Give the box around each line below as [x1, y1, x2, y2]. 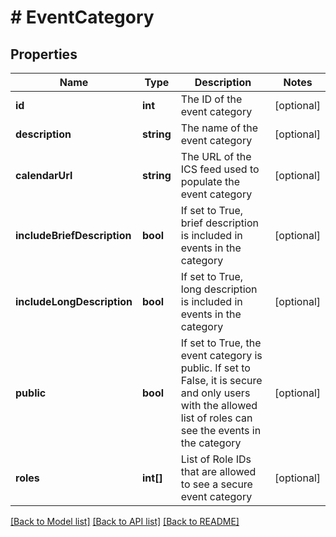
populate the [180, 175, 241, 188]
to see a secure [180, 477, 253, 491]
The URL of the [180, 150, 252, 163]
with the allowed [180, 399, 258, 412]
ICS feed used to [180, 162, 260, 176]
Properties [10, 46, 78, 63]
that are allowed [180, 465, 257, 478]
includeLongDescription [15, 295, 133, 308]
